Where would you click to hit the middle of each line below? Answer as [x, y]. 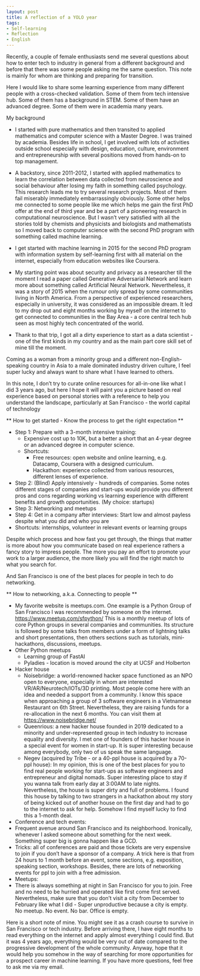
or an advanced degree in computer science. [79, 445]
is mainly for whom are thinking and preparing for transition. [80, 76]
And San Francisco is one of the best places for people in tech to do [90, 576]
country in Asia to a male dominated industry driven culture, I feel [110, 365]
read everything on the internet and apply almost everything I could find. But [100, 935]
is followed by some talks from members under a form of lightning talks [102, 631]
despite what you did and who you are [62, 521]
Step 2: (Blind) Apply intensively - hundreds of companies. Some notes [102, 483]
